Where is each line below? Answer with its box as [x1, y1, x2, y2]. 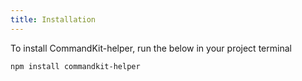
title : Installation [10, 14, 97, 25]
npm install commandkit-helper [10, 61, 141, 71]
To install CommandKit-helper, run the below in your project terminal [10, 42, 292, 54]
